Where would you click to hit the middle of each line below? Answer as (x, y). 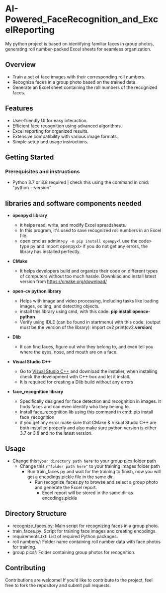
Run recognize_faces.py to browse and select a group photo (96, 482)
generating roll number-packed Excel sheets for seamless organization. (78, 49)
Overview (21, 65)
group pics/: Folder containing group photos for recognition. (74, 552)
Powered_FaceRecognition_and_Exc (82, 19)
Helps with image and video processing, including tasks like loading (89, 301)
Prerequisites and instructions (42, 171)
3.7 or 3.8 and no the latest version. (56, 433)
